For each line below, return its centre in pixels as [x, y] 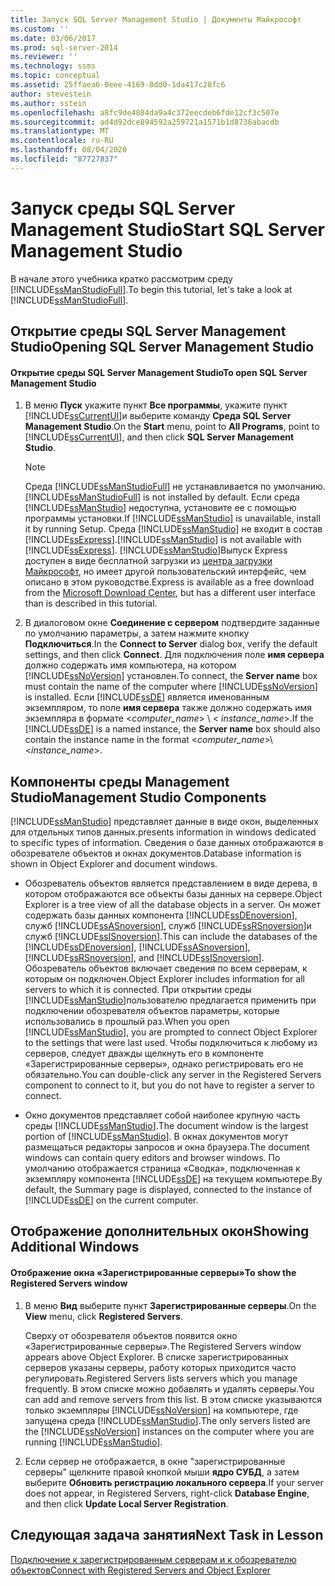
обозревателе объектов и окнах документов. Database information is [156, 853]
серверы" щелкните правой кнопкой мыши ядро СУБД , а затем [162, 1472]
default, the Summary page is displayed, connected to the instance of [168, 1190]
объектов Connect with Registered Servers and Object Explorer [141, 1570]
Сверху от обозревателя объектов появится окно [131, 1335]
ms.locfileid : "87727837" [64, 159]
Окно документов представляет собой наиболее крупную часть [162, 1115]
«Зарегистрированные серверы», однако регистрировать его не [164, 1064]
